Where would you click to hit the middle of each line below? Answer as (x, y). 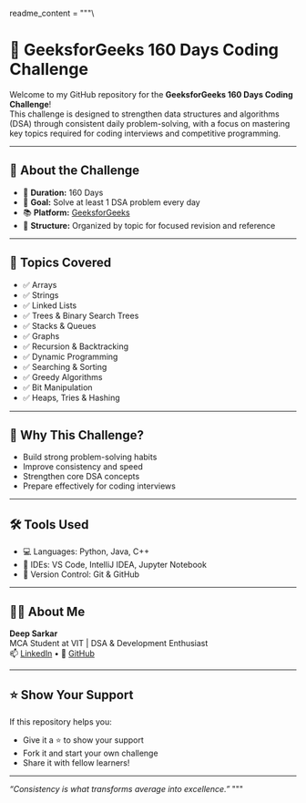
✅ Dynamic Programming (70, 356)
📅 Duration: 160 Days (63, 192)
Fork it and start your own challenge (90, 753)
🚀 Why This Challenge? (76, 435)
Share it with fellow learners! (76, 762)
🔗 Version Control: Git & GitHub (81, 574)
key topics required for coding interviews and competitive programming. (145, 133)
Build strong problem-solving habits (90, 457)
